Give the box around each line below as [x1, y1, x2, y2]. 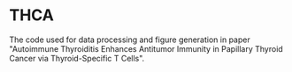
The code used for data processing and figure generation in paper [9, 34, 250, 45]
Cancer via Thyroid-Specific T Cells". [9, 53, 145, 63]
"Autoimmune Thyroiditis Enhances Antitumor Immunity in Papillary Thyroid [9, 43, 283, 54]
